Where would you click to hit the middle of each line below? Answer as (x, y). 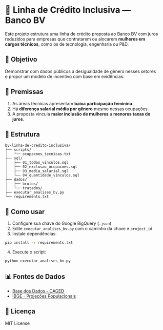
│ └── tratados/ (24, 188)
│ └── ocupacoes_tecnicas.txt (38, 154)
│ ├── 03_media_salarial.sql (37, 171)
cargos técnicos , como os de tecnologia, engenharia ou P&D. (67, 44)
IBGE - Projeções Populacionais (44, 296)
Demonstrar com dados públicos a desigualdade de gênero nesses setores (81, 71)
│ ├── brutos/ (21, 184)
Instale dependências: (34, 234)
